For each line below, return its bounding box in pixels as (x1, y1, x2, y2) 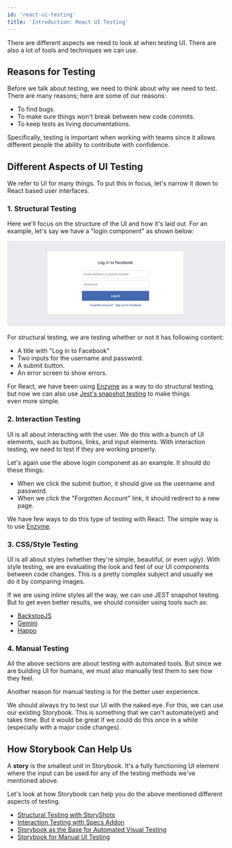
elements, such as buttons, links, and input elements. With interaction (7, 437, 206, 446)
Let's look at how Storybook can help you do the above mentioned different (7, 790, 223, 798)
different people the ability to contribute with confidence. (7, 141, 170, 149)
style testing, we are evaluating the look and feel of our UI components (7, 562, 210, 570)
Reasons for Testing (7, 66, 96, 78)
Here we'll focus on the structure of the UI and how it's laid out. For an (7, 219, 208, 228)
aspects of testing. (7, 797, 61, 805)
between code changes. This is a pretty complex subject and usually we (7, 570, 213, 578)
